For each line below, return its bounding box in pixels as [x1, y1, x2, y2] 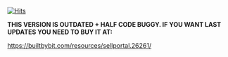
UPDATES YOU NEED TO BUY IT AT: [7, 28, 113, 36]
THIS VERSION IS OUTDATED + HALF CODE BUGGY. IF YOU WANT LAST [7, 20, 222, 28]
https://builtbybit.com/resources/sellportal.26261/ [7, 42, 152, 49]
